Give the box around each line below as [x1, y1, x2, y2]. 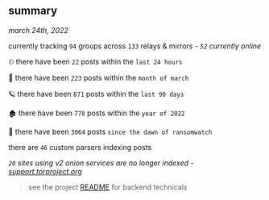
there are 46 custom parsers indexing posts [8, 142, 152, 152]
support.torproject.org [8, 166, 82, 176]
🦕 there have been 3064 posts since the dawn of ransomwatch [8, 127, 213, 136]
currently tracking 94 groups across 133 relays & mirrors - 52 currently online [8, 41, 262, 51]
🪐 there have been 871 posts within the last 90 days [8, 89, 184, 98]
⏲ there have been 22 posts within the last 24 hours [8, 56, 183, 66]
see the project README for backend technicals [27, 182, 188, 192]
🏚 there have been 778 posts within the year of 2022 [8, 108, 185, 118]
